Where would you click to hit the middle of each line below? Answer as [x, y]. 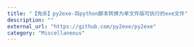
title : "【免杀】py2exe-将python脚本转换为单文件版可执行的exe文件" [98, 13]
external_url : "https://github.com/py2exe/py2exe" [82, 26]
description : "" [30, 20]
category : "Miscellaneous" [46, 33]
